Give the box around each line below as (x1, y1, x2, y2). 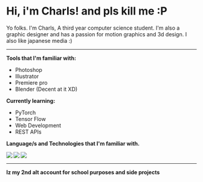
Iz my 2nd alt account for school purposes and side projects (6, 168, 160, 176)
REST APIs (14, 128, 42, 135)
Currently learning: (6, 97, 56, 104)
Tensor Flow (14, 115, 47, 122)
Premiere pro (14, 79, 48, 86)
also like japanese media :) (6, 37, 72, 44)
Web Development (14, 122, 62, 129)
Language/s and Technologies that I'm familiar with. (6, 140, 140, 147)
